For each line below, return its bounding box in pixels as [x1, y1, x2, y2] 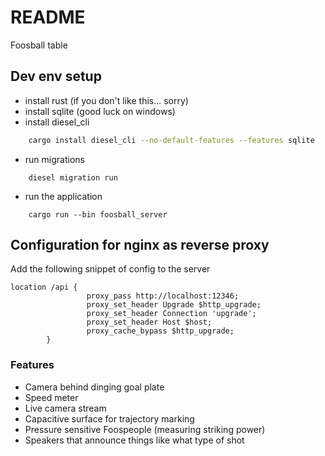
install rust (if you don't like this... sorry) [24, 94, 189, 106]
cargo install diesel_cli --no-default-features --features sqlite [28, 135, 315, 145]
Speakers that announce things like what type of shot [24, 434, 245, 446]
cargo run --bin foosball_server [28, 209, 168, 220]
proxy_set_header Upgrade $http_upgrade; [86, 300, 262, 310]
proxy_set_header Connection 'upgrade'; [86, 309, 257, 319]
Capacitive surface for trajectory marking [24, 412, 195, 425]
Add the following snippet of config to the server [10, 263, 211, 275]
